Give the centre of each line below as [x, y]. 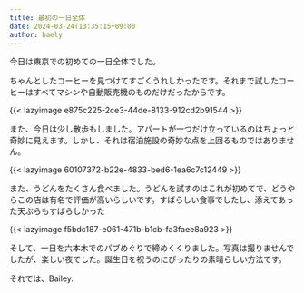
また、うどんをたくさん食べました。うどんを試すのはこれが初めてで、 [141, 189]
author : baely [36, 34]
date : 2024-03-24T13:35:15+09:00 [73, 26]
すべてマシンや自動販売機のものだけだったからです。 [132, 93]
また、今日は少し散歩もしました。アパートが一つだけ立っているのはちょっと [152, 129]
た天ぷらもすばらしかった [57, 211]
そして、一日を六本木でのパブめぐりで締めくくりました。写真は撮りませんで [152, 248]
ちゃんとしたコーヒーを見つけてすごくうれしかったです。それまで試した [144, 81]
